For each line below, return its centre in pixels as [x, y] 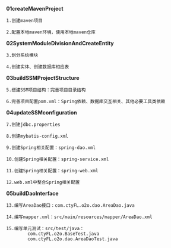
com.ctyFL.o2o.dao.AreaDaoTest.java [73, 239]
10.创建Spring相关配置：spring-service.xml [58, 159]
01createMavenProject [35, 9]
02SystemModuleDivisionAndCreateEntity [60, 43]
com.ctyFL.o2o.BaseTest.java [64, 234]
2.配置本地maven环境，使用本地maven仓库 [51, 32]
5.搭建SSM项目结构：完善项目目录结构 [46, 90]
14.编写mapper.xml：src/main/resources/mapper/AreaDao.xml [79, 217]
